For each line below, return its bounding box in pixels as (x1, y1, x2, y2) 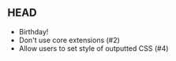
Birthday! (18, 27, 49, 36)
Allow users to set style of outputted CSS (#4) (18, 43, 169, 53)
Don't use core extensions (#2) (18, 35, 120, 45)
